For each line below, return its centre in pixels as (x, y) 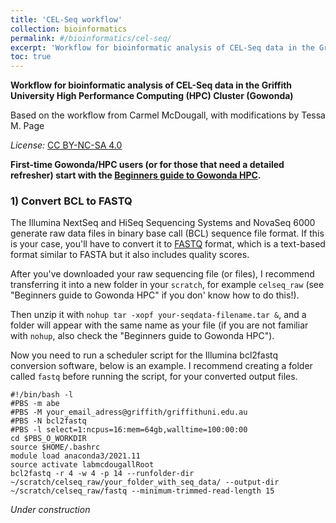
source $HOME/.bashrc (55, 447)
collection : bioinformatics (69, 29)
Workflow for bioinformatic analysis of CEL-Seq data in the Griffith (151, 85)
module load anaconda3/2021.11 (75, 456)
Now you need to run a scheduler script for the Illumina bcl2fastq (144, 355)
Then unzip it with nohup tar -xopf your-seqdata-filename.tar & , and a (158, 315)
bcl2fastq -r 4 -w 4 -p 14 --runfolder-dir (102, 474)
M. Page (27, 126)
